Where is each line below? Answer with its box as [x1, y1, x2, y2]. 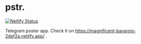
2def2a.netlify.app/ [5, 33, 45, 39]
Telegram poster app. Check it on [5, 27, 74, 33]
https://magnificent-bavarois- [74, 27, 136, 33]
